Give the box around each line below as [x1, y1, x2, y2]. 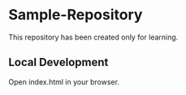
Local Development [8, 56, 109, 69]
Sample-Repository [8, 6, 143, 24]
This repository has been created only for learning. [8, 32, 179, 42]
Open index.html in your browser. [8, 76, 120, 86]
